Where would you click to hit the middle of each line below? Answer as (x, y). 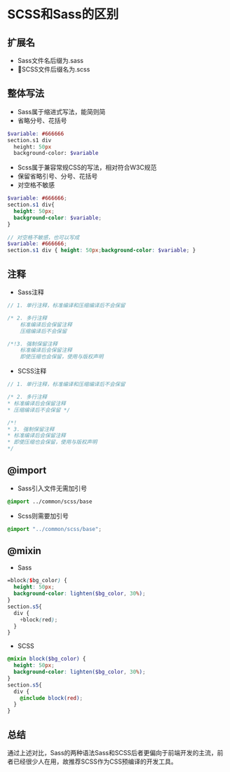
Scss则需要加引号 (43, 516)
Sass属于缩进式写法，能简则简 (61, 111)
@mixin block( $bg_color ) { (47, 659)
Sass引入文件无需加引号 (52, 488)
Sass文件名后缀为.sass (50, 61)
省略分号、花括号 (42, 120)
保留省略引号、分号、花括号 (57, 177)
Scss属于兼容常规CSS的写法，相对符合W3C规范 (87, 167)
